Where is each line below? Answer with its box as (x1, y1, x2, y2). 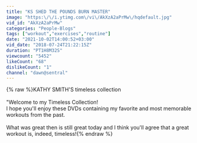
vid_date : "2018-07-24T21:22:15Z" (6, 42, 93, 48)
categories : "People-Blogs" (6, 25, 76, 32)
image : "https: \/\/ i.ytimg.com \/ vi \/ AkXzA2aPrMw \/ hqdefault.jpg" (6, 14, 172, 20)
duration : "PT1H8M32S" (6, 48, 63, 54)
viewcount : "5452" (6, 53, 52, 59)
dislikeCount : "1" (6, 64, 52, 70)
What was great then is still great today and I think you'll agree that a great (6, 124, 189, 131)
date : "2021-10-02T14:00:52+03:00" (6, 36, 95, 42)
